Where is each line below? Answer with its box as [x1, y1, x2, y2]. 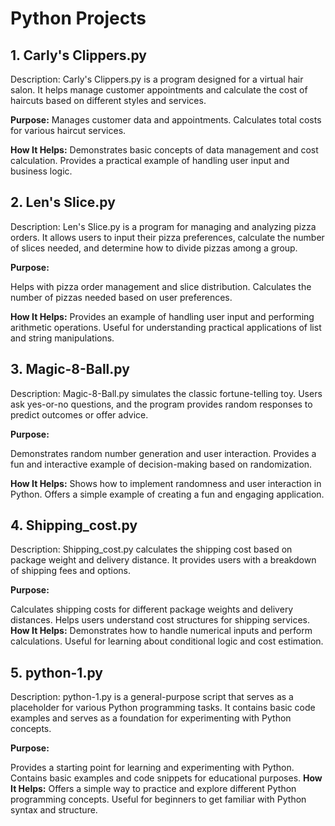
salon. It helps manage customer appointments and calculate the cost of [10, 84, 308, 96]
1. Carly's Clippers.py [10, 47, 147, 64]
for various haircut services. [10, 125, 127, 136]
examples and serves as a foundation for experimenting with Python [10, 712, 292, 724]
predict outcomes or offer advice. [10, 408, 149, 421]
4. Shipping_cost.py [10, 517, 138, 534]
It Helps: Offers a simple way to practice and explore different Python [10, 783, 297, 795]
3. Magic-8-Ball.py [10, 361, 130, 378]
